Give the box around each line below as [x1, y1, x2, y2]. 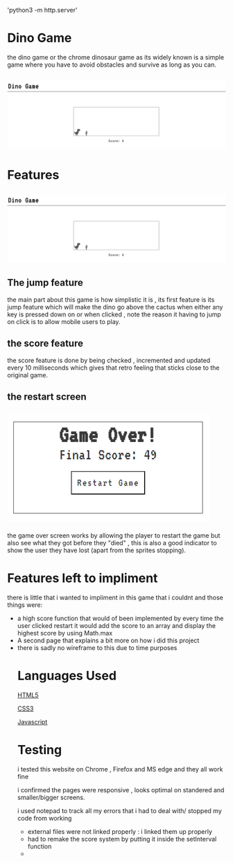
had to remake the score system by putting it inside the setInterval [27, 835, 217, 843]
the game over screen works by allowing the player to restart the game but [7, 531, 221, 540]
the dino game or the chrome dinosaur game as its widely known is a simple [7, 53, 224, 61]
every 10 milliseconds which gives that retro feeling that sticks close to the [7, 364, 220, 372]
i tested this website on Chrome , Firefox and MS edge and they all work [17, 764, 223, 773]
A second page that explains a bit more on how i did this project [17, 636, 200, 644]
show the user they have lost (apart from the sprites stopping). [7, 546, 186, 554]
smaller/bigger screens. [17, 793, 85, 801]
